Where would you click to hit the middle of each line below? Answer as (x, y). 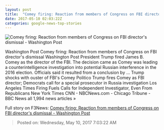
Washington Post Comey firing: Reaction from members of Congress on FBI (81, 52)
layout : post (18, 10)
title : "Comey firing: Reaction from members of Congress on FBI (74, 14)
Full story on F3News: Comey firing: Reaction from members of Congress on (82, 108)
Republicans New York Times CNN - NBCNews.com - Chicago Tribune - (78, 93)
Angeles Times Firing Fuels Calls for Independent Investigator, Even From (79, 88)
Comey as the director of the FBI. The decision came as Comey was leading (81, 62)
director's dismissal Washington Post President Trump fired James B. (74, 57)
